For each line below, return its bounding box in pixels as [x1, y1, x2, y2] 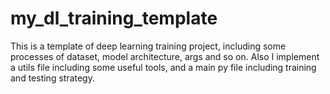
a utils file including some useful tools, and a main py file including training [10, 61, 317, 73]
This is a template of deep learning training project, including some [10, 40, 287, 52]
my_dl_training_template [10, 7, 218, 30]
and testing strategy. [10, 72, 95, 84]
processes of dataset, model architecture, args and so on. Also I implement [10, 50, 320, 62]
